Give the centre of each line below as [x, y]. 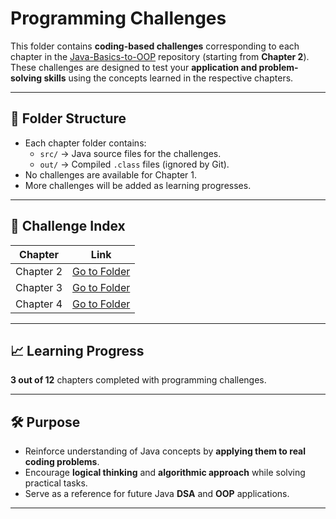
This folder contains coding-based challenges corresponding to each [155, 46]
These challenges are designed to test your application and [134, 67]
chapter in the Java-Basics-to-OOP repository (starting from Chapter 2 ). [160, 56]
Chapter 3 [39, 287]
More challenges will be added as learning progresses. [138, 185]
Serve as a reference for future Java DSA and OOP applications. [157, 494]
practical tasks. [56, 483]
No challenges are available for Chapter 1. [110, 174]
